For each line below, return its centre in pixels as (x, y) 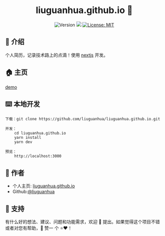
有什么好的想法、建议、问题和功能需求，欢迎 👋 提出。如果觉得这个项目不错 (83, 222)
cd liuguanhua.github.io (40, 133)
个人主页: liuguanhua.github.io (44, 186)
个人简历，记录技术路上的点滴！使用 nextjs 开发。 (57, 55)
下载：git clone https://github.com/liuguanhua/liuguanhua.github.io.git (83, 119)
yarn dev (23, 142)
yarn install (28, 138)
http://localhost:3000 (38, 156)
